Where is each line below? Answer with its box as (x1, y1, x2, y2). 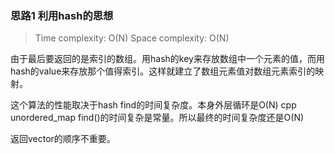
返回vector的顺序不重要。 (10, 133, 116, 145)
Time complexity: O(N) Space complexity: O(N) (34, 32, 230, 44)
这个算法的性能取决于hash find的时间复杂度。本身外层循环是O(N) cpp (10, 99, 297, 111)
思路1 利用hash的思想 (10, 8, 114, 22)
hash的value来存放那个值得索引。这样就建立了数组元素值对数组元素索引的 (10, 65, 316, 77)
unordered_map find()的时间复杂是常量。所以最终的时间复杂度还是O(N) (10, 112, 305, 124)
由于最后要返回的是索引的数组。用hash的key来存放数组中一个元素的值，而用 (10, 53, 325, 65)
